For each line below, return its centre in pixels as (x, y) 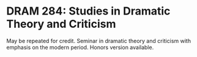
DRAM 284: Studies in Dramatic (88, 11)
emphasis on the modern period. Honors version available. (80, 47)
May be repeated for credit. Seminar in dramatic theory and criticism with (99, 41)
